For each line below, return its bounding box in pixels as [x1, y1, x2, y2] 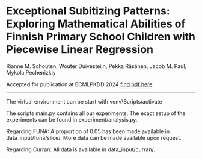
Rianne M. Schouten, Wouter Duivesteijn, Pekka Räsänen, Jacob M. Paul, [6, 62, 187, 70]
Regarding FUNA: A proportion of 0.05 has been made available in [6, 128, 170, 135]
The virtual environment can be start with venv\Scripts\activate [6, 98, 162, 105]
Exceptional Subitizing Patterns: [6, 4, 170, 18]
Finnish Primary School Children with [6, 30, 195, 43]
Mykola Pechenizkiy [6, 69, 56, 76]
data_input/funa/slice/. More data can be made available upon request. [6, 134, 182, 141]
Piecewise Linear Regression [6, 43, 154, 57]
